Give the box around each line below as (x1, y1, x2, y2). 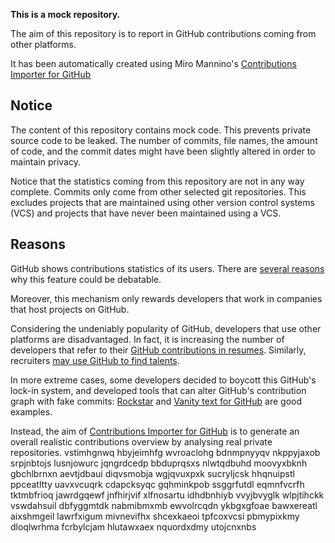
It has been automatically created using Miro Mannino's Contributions (10, 58, 297, 69)
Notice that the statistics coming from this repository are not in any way (10, 175, 305, 187)
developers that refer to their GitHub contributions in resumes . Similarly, (10, 344, 307, 356)
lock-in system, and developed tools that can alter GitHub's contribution (10, 384, 307, 396)
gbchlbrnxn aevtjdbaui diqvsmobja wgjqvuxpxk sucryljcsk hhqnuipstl (10, 467, 295, 479)
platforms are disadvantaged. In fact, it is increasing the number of (10, 333, 285, 345)
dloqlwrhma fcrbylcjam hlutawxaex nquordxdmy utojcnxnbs (10, 520, 257, 533)
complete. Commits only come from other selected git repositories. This (10, 185, 307, 198)
